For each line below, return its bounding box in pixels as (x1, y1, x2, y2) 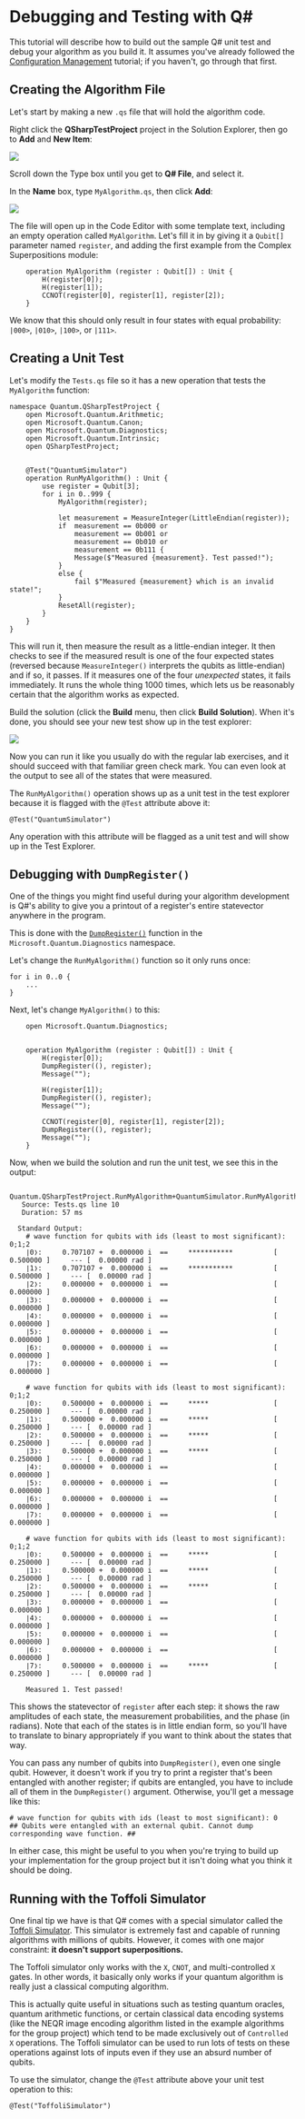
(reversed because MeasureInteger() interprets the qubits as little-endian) (9, 660, 286, 671)
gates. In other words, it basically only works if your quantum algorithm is (9, 1972, 284, 1983)
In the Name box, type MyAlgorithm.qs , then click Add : (9, 185, 213, 196)
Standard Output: (17, 1224, 84, 1233)
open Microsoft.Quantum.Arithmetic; (25, 410, 165, 419)
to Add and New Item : (9, 134, 93, 144)
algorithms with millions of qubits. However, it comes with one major (9, 1935, 265, 1945)
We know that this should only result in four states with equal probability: (9, 314, 281, 325)
